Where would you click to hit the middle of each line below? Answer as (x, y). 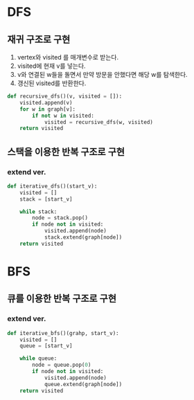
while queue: (38, 358)
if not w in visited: (63, 116)
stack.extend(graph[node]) (83, 237)
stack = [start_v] (46, 199)
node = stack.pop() (60, 218)
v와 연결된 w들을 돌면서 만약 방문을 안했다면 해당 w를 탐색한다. (103, 74)
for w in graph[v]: (48, 109)
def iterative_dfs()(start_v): (52, 186)
